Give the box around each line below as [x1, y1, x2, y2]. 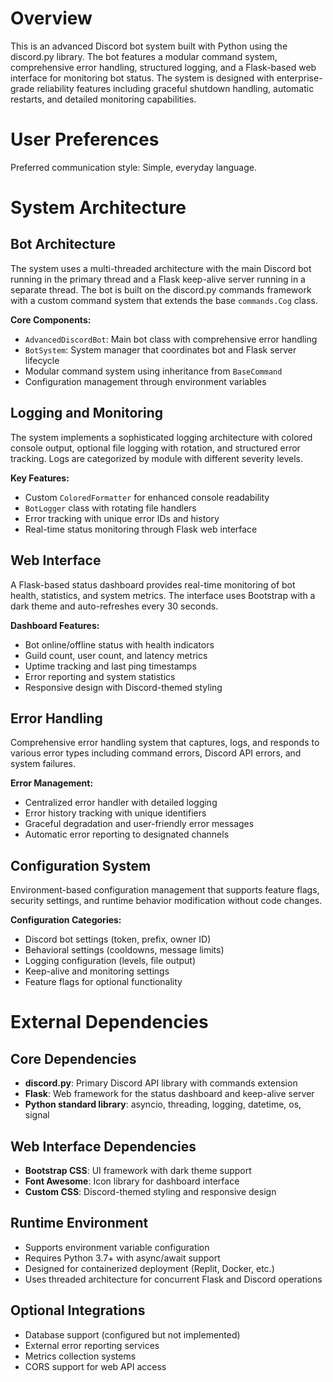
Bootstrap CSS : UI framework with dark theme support [24, 1164, 252, 1176]
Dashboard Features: [10, 619, 100, 631]
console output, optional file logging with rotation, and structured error [10, 442, 301, 454]
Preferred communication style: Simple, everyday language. [10, 161, 257, 173]
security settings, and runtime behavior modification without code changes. [10, 895, 323, 907]
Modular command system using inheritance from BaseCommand [24, 365, 283, 377]
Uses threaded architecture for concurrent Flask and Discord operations [24, 1273, 323, 1285]
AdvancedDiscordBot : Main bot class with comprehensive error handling [24, 333, 318, 345]
